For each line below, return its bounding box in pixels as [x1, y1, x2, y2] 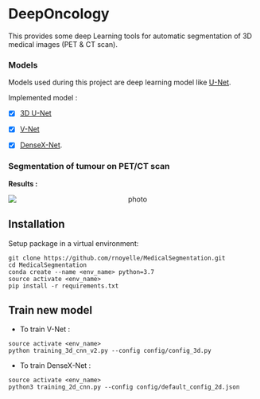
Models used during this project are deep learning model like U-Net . [8, 77, 232, 88]
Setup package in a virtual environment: [8, 238, 139, 248]
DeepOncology [8, 5, 110, 23]
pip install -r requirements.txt [8, 282, 119, 290]
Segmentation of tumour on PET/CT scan [8, 161, 170, 172]
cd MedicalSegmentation [8, 260, 87, 269]
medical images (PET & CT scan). [8, 39, 118, 49]
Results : [8, 178, 38, 188]
